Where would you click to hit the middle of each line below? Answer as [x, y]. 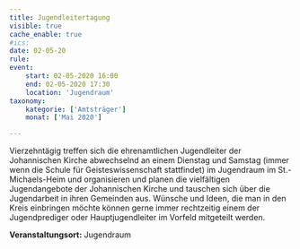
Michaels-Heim [37, 179]
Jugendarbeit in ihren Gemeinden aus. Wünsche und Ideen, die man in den [148, 199]
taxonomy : [28, 101]
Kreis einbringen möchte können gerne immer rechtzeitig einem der [135, 208]
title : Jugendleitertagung [60, 17]
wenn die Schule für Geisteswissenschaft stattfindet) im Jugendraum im [143, 170]
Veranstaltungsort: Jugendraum [71, 235]
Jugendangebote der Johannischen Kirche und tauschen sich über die [140, 189]
